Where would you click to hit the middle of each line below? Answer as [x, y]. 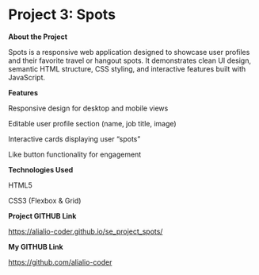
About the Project [38, 37]
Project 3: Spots [62, 15]
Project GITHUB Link [42, 215]
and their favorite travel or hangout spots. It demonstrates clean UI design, [130, 60]
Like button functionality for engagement [75, 154]
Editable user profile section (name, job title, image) [92, 123]
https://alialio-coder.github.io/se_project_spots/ [86, 231]
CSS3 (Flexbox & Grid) [45, 200]
